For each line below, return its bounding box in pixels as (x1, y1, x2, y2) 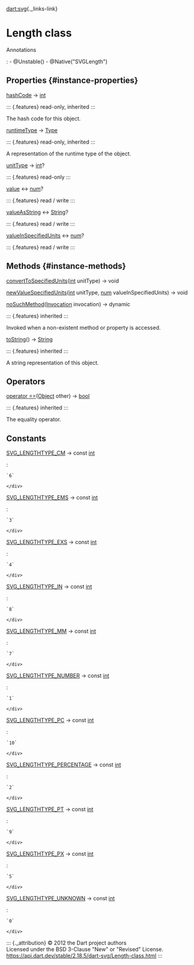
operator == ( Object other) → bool (6, 393, 90, 400)
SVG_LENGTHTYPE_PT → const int (6, 806, 93, 813)
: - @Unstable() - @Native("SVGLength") (6, 57, 108, 65)
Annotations (6, 46, 37, 53)
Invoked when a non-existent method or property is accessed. (6, 324, 161, 331)
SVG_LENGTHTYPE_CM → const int (6, 449, 95, 457)
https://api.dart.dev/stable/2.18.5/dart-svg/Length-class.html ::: (6, 952, 163, 960)
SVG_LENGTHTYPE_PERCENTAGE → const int (6, 761, 122, 769)
